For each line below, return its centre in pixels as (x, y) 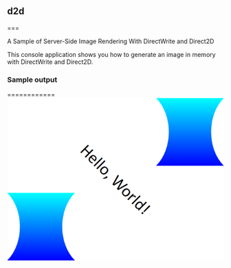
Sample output (32, 80)
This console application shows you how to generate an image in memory (111, 54)
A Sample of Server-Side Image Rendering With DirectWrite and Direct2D (111, 41)
